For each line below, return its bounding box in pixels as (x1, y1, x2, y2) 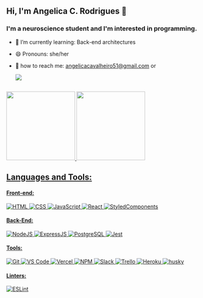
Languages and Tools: (6, 172, 93, 183)
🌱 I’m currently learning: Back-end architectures (15, 38, 136, 46)
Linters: (6, 272, 26, 279)
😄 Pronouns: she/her (15, 50, 69, 57)
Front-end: (6, 189, 35, 197)
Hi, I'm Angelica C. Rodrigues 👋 (6, 6, 127, 16)
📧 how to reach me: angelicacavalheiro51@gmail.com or (15, 62, 157, 69)
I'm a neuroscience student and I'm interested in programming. (6, 24, 198, 33)
